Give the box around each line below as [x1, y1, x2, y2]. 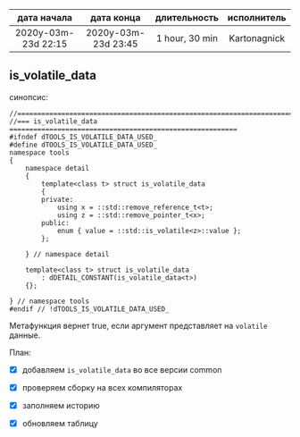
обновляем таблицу [21, 418, 98, 428]
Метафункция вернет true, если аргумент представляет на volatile [9, 320, 268, 331]
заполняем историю [21, 399, 100, 410]
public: [41, 218, 70, 227]
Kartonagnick [229, 32, 286, 44]
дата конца [90, 12, 141, 23]
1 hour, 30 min [155, 32, 219, 44]
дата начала [17, 12, 73, 23]
